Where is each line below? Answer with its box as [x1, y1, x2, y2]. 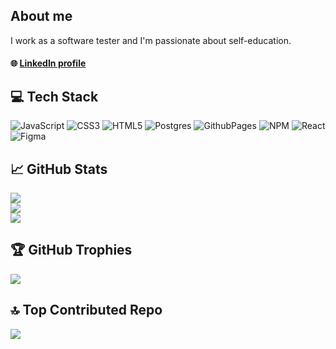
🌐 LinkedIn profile [10, 57, 87, 69]
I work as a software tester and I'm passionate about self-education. [10, 34, 292, 46]
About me [10, 8, 73, 25]
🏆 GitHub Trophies [10, 242, 133, 259]
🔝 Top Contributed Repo [10, 302, 163, 319]
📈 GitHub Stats [10, 160, 108, 178]
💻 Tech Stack [10, 88, 99, 105]
